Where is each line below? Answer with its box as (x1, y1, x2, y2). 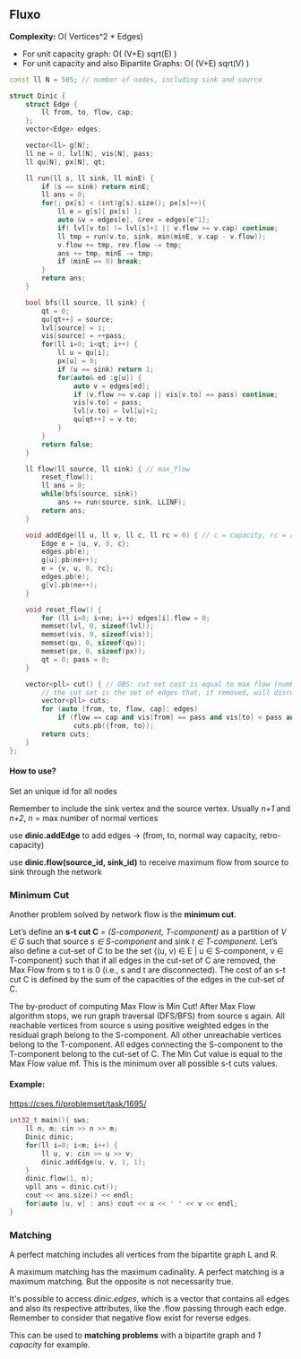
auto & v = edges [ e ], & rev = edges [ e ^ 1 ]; (56, 215, 211, 225)
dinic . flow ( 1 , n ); (25, 1174, 94, 1183)
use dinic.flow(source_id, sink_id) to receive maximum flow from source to (9, 856, 289, 868)
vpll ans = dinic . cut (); (25, 1182, 118, 1191)
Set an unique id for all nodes (9, 785, 118, 796)
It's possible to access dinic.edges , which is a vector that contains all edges (9, 1294, 289, 1304)
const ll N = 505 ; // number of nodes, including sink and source (9, 75, 262, 84)
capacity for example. (9, 1339, 91, 1350)
